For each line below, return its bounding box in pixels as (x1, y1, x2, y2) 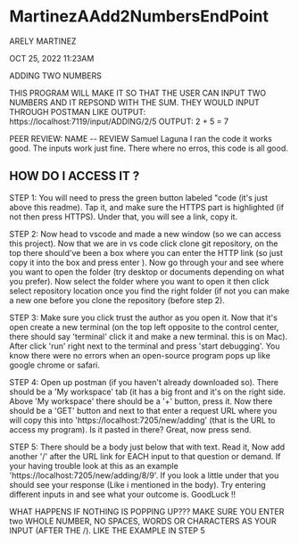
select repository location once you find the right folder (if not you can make (9, 285, 290, 296)
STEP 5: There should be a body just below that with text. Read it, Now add (9, 441, 286, 452)
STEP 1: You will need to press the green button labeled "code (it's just (9, 192, 269, 202)
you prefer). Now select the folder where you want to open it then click (9, 276, 270, 286)
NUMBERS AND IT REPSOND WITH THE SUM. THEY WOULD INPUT (9, 96, 261, 108)
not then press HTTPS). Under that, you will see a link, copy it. (9, 211, 238, 222)
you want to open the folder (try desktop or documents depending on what (9, 266, 285, 277)
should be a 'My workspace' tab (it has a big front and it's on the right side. (9, 386, 286, 397)
